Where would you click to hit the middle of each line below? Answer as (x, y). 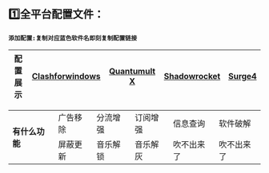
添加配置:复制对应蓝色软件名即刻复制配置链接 (73, 38)
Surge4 (242, 76)
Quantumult (132, 71)
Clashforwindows (66, 76)
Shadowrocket (192, 76)
